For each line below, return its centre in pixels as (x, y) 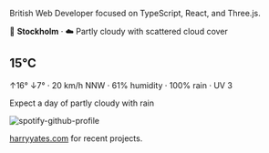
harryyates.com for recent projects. (76, 138)
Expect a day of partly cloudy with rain (82, 103)
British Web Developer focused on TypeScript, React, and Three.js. (135, 13)
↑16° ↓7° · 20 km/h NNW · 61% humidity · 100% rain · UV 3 (121, 85)
